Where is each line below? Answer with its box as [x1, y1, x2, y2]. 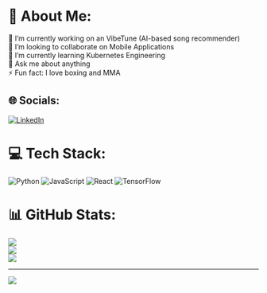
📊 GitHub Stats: [8, 205, 117, 224]
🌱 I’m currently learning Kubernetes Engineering [8, 50, 165, 60]
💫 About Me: [8, 7, 92, 25]
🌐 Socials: [8, 94, 60, 107]
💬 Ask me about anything [8, 59, 91, 68]
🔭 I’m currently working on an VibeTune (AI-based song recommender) [8, 33, 241, 43]
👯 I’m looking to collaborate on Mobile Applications [8, 41, 175, 51]
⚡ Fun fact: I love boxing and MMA [8, 68, 121, 77]
